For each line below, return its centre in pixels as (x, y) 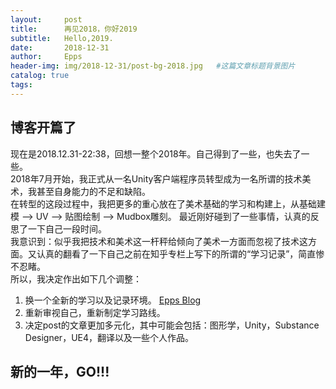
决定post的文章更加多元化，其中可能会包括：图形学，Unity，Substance (172, 325)
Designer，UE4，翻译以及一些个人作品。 (109, 337)
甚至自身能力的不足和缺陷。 (93, 191)
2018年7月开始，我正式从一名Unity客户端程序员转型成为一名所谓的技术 (156, 178)
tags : (21, 85)
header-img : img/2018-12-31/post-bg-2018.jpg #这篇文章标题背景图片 (153, 66)
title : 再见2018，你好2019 (74, 29)
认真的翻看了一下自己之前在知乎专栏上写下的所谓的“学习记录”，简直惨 (180, 253)
